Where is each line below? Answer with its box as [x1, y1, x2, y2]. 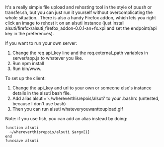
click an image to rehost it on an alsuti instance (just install [5, 20, 125, 26]
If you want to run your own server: [5, 40, 78, 46]
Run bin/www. [12, 66, 41, 72]
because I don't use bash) [12, 101, 66, 106]
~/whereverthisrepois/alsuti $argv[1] [9, 130, 90, 135]
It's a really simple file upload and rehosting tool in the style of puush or [5, 4, 152, 10]
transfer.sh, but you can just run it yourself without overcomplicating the [5, 9, 153, 15]
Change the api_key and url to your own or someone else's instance [12, 85, 152, 91]
